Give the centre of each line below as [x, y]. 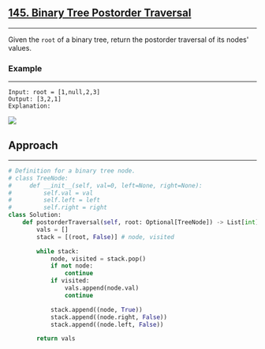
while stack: [58, 251]
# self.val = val [50, 193]
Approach [33, 145]
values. [20, 47]
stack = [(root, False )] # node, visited [106, 237]
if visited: [70, 281]
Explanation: [30, 106]
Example [25, 68]
